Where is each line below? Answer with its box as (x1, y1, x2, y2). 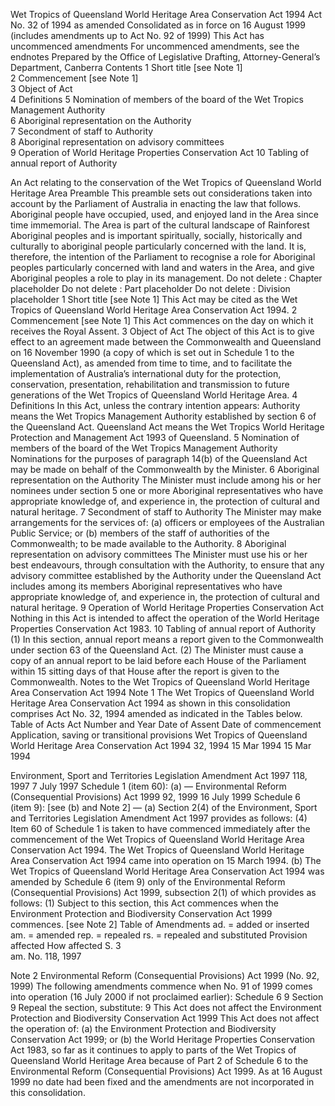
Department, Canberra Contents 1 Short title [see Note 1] (10, 62, 243, 73)
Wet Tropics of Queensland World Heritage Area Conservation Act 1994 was (10, 865, 325, 877)
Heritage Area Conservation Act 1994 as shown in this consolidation (10, 697, 291, 709)
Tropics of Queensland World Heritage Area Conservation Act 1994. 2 (10, 304, 298, 316)
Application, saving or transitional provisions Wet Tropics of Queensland (10, 729, 308, 741)
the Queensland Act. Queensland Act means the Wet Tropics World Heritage (10, 421, 325, 433)
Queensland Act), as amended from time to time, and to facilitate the (10, 357, 293, 369)
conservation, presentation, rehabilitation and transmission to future (10, 379, 290, 390)
